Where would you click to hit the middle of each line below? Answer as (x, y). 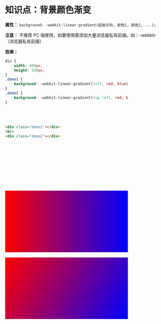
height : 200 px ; (29, 70)
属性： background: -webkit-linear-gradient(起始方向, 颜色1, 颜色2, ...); (80, 25)
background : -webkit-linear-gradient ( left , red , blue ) (71, 84)
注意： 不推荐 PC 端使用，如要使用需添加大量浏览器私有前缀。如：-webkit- (81, 35)
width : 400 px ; (28, 65)
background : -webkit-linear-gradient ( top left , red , (69, 97)
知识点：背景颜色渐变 (48, 10)
